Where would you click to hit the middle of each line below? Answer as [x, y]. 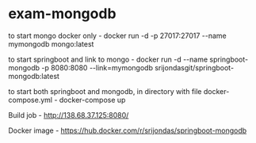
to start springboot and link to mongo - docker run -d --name [108, 59]
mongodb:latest [34, 76]
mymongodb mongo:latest [51, 43]
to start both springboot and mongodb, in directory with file [105, 91]
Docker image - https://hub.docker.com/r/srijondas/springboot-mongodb [128, 130]
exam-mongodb [62, 14]
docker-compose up [92, 100]
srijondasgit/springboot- [194, 67]
